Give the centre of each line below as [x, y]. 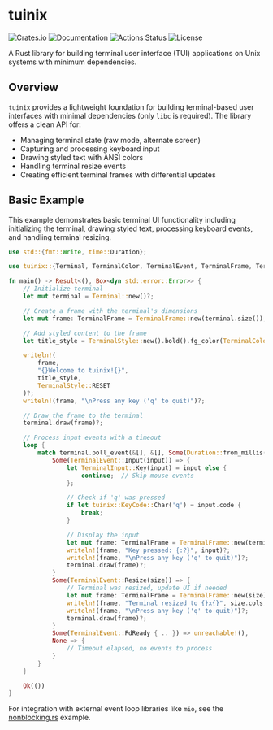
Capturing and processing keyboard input [90, 149]
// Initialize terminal [63, 289]
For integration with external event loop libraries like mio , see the [116, 709]
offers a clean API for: [45, 124]
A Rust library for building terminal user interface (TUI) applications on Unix [134, 53]
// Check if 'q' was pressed [115, 498]
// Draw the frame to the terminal [83, 415]
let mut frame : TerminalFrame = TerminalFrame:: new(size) [167, 595]
